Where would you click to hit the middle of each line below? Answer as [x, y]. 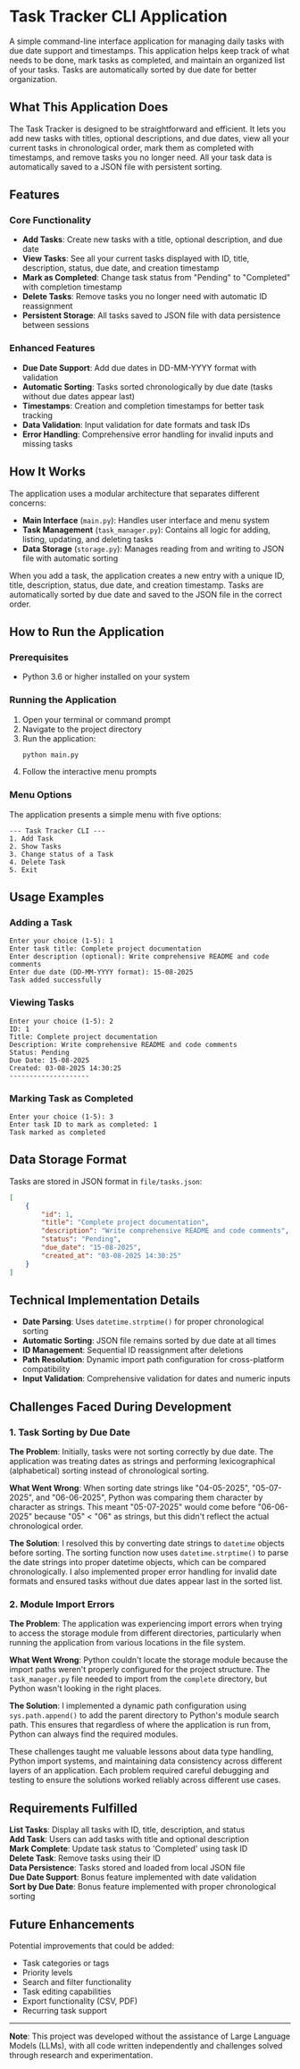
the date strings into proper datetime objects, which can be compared [138, 1562]
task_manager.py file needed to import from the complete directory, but [138, 1679]
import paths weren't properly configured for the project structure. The [140, 1670]
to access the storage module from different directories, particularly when [145, 1633]
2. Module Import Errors [62, 1604]
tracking [37, 415]
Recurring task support [64, 2010]
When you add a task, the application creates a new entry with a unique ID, [147, 575]
